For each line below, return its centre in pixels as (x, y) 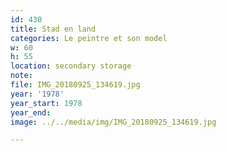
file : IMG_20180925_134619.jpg (75, 85)
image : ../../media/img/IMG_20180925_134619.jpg (113, 122)
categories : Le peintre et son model (89, 38)
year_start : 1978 (46, 103)
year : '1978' (37, 94)
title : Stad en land (53, 29)
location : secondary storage (71, 66)
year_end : (31, 112)
